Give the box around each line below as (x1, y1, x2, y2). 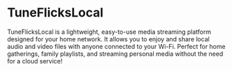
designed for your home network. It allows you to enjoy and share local (7, 34, 210, 43)
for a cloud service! (7, 57, 63, 65)
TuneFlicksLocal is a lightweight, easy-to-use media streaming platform (7, 28, 211, 36)
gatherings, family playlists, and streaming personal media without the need (7, 50, 224, 58)
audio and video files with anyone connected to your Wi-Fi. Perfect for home (7, 42, 226, 50)
